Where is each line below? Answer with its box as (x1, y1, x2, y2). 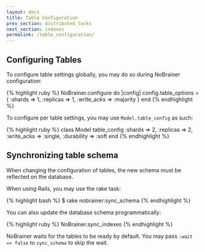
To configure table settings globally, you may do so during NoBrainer (6, 71, 180, 78)
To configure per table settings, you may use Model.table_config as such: (6, 114, 193, 121)
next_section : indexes (6, 26, 64, 32)
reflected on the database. (6, 173, 74, 180)
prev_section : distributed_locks (6, 20, 92, 26)
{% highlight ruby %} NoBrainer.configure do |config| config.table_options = (6, 89, 199, 96)
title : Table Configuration (6, 15, 79, 21)
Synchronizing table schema (6, 150, 118, 161)
